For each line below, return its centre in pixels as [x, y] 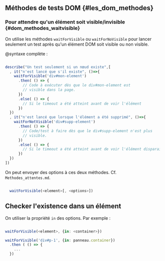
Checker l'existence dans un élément [63, 206]
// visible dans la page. [49, 90]
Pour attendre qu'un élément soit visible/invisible [65, 22]
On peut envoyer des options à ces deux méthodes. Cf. [61, 172]
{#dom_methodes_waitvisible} [42, 28]
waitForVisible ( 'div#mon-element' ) [50, 76]
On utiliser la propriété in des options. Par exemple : [58, 218]
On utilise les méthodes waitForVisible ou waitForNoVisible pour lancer [78, 39]
